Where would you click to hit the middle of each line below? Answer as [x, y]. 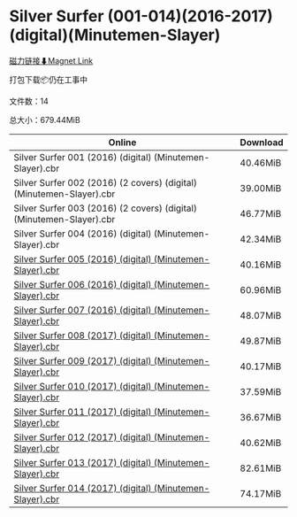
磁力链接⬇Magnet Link [51, 60]
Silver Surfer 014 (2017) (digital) [83, 488]
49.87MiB [261, 341]
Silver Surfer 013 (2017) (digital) [83, 462]
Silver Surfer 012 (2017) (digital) [83, 437]
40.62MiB [261, 443]
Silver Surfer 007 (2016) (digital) [83, 310]
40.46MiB [261, 163]
